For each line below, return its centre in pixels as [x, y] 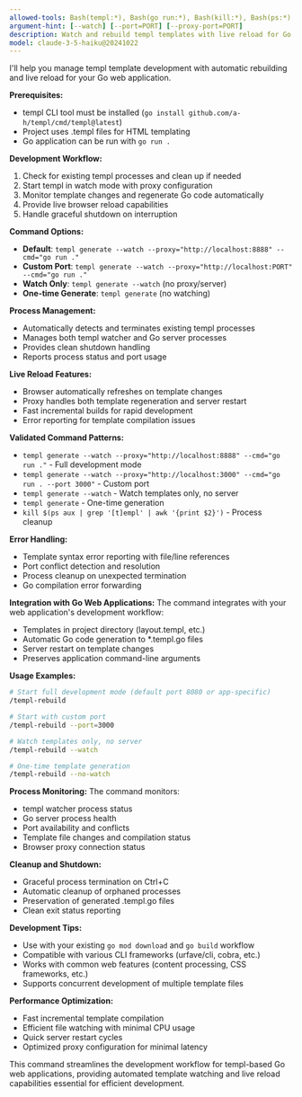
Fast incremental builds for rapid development [107, 411]
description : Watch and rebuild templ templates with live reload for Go [151, 34]
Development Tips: [46, 928]
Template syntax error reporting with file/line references [126, 557]
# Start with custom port [58, 717]
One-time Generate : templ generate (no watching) [116, 294]
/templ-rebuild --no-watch [60, 774]
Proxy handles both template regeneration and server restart [134, 402]
